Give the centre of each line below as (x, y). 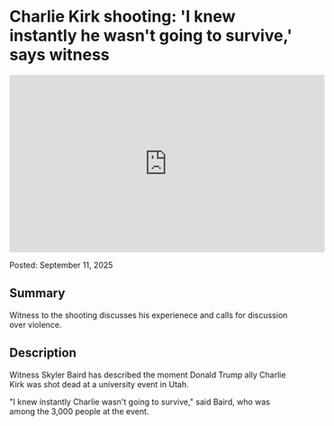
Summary (37, 293)
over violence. (36, 324)
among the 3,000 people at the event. (79, 411)
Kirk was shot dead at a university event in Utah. (99, 384)
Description (43, 353)
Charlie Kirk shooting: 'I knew (122, 17)
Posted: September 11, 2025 (61, 265)
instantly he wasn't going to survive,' (151, 36)
